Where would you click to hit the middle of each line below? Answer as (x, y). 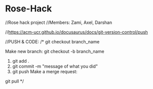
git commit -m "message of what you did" (55, 66)
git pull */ (15, 81)
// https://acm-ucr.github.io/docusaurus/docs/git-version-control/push (76, 32)
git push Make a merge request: (45, 71)
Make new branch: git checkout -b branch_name (55, 51)
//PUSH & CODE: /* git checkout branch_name (52, 42)
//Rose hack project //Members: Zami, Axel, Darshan (59, 22)
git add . (21, 61)
